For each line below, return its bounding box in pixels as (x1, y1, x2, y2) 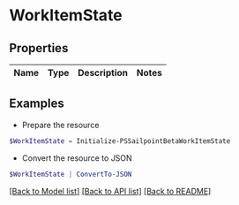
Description (78, 67, 128, 79)
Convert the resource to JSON (21, 152, 132, 163)
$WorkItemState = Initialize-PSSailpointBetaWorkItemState (9, 136, 231, 146)
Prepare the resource (21, 119, 100, 130)
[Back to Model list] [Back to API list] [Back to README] (9, 186, 212, 196)
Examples (9, 96, 64, 111)
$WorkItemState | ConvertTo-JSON (9, 170, 132, 178)
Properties (9, 41, 69, 56)
